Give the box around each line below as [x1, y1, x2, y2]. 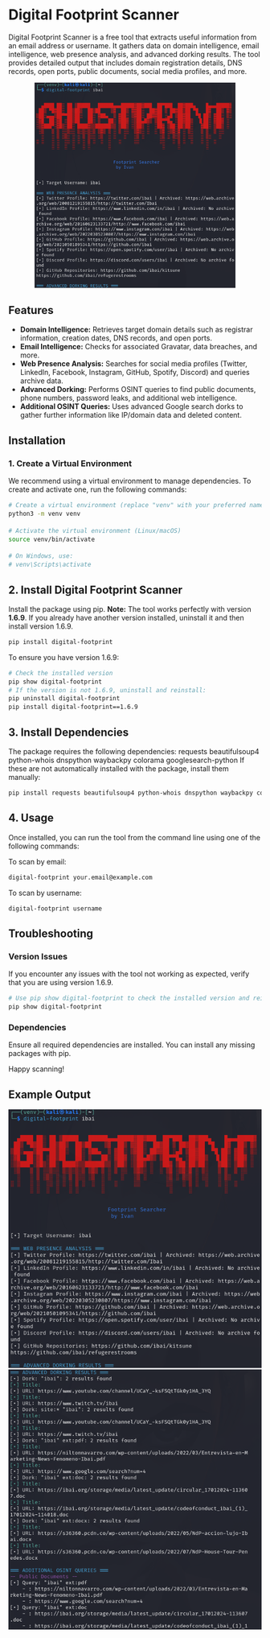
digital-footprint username [8, 904, 103, 913]
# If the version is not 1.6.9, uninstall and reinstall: [8, 686, 207, 694]
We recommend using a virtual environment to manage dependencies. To [8, 477, 252, 486]
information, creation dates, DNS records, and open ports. [19, 333, 213, 343]
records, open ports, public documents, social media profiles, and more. [8, 66, 247, 76]
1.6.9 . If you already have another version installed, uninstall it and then [8, 613, 245, 622]
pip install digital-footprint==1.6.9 [8, 703, 138, 712]
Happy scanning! [8, 1064, 65, 1074]
